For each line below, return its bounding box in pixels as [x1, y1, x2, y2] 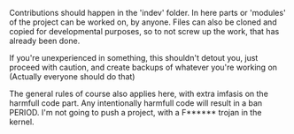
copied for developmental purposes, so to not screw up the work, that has [9, 26, 280, 36]
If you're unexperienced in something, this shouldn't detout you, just [9, 53, 259, 63]
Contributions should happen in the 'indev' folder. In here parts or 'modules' [9, 8, 286, 18]
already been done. [9, 35, 81, 46]
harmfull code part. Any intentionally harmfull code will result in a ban [9, 98, 263, 108]
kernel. [9, 116, 35, 127]
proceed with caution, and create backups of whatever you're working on [9, 62, 277, 72]
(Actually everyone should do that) [9, 71, 135, 82]
